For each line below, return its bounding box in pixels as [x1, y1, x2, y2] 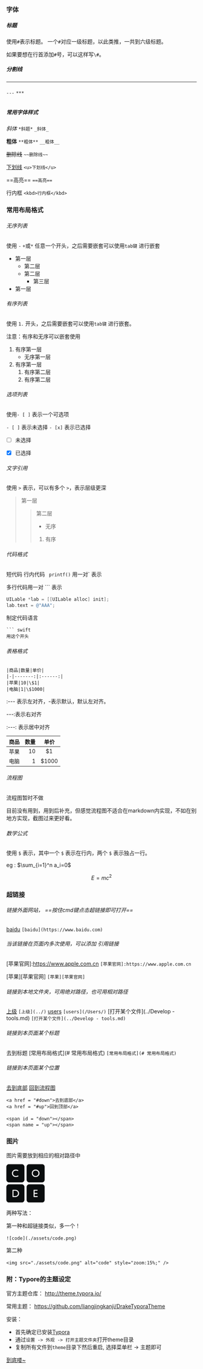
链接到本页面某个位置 [6, 1064, 59, 1071]
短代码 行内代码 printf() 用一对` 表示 [6, 570, 102, 578]
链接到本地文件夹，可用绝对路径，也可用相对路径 [6, 988, 128, 995]
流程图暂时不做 [6, 794, 43, 801]
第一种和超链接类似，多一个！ [6, 1222, 80, 1229]
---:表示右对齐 [6, 711, 42, 718]
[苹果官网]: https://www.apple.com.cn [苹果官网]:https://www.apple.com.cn [6, 960, 192, 967]
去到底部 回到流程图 [6, 1084, 56, 1091]
